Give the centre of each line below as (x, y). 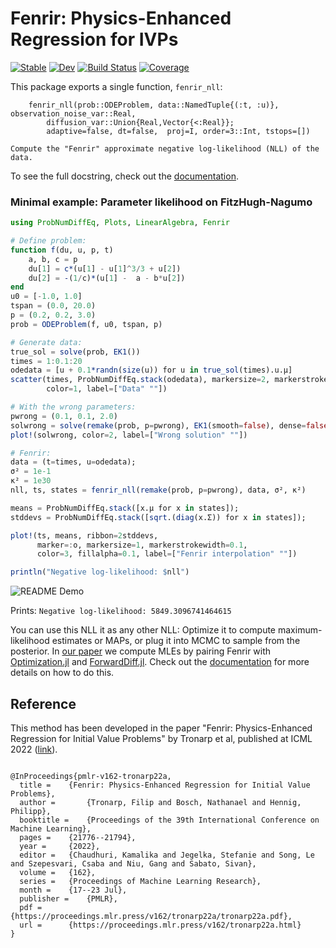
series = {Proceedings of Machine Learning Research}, (140, 882)
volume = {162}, (58, 873)
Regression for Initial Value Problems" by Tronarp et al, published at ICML (161, 739)
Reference (43, 703)
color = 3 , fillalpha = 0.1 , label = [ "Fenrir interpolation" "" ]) (167, 554)
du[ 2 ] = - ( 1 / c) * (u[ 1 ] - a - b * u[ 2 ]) (107, 278)
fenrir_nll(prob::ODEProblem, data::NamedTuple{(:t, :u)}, (154, 105)
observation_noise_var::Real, (73, 113)
